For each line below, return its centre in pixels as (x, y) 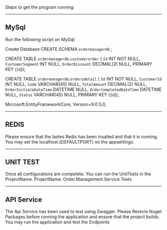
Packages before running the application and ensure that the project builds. (83, 217)
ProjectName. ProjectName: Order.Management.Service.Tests (69, 179)
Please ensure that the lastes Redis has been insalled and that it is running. (82, 137)
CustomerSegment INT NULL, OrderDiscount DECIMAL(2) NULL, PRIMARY (79, 64)
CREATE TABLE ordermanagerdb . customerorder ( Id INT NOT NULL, (73, 59)
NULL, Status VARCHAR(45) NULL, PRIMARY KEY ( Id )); (62, 94)
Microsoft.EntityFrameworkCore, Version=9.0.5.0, (56, 104)
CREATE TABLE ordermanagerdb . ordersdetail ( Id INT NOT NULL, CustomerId (83, 78)
